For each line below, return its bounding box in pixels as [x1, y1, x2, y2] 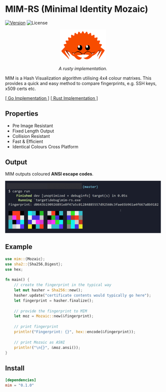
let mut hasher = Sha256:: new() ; [14, 288, 83, 293]
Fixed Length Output [12, 128, 54, 134]
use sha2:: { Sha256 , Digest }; [5, 261, 63, 266]
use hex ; [5, 267, 23, 272]
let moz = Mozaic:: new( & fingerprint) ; [14, 314, 94, 319]
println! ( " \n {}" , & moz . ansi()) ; [14, 345, 81, 350]
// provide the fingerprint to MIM [14, 308, 87, 313]
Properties [5, 110, 39, 118]
